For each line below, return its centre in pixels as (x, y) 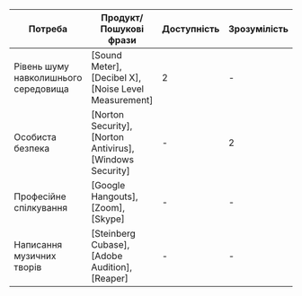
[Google (108, 185)
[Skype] (108, 219)
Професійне (40, 196)
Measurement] (122, 100)
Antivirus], (113, 148)
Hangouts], (115, 196)
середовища (41, 89)
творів (28, 267)
